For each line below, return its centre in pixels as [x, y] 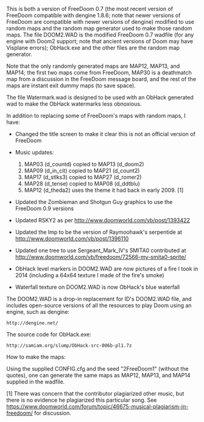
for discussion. [53, 413]
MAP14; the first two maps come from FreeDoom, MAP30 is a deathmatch [99, 72]
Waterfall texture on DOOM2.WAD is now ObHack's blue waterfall [97, 287]
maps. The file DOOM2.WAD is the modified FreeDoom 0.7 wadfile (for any [100, 35]
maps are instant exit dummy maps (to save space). [71, 85]
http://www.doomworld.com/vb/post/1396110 [72, 238]
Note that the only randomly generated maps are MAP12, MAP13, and [93, 66]
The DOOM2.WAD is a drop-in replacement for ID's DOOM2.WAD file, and [99, 299]
